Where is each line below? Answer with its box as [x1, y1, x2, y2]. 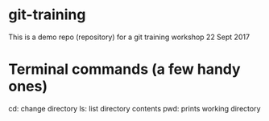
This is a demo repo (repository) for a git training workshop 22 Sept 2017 [8, 32, 250, 42]
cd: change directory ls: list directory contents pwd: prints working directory [8, 103, 261, 113]
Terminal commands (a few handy [8, 60, 241, 79]
